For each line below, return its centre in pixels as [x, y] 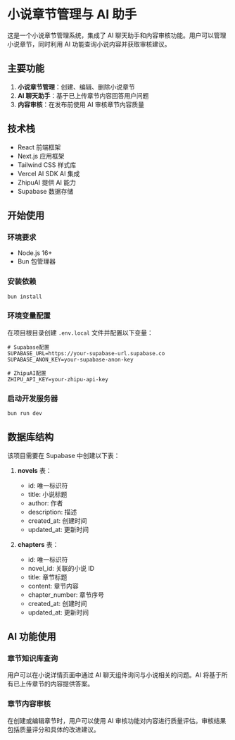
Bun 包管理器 [37, 261]
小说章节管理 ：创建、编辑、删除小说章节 [76, 87]
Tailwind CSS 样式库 [47, 165]
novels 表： [34, 470]
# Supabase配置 [28, 347]
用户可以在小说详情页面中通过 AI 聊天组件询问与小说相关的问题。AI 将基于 [114, 675]
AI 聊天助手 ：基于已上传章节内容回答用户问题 [83, 95]
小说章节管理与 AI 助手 [72, 14]
